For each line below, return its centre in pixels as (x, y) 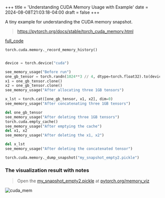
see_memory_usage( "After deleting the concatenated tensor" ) (69, 149)
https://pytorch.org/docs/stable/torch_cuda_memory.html (75, 31)
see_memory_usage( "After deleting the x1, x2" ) (55, 135)
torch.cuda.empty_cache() (31, 122)
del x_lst (15, 144)
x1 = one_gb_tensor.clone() (34, 81)
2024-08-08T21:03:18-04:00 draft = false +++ (52, 12)
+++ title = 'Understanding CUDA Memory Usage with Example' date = (77, 7)
